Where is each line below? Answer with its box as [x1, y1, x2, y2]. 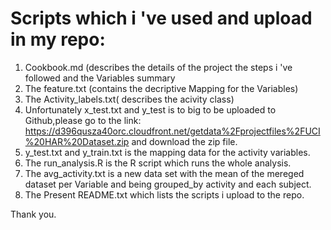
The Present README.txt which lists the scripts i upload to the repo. [24, 188, 305, 201]
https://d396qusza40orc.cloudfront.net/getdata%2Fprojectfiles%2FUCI [24, 125, 321, 137]
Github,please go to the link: [24, 114, 142, 126]
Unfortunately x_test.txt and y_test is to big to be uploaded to [24, 103, 277, 116]
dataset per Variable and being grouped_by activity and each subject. [24, 178, 312, 190]
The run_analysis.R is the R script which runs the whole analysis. [24, 157, 292, 169]
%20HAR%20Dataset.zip [24, 135, 130, 147]
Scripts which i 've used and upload [10, 7, 313, 30]
